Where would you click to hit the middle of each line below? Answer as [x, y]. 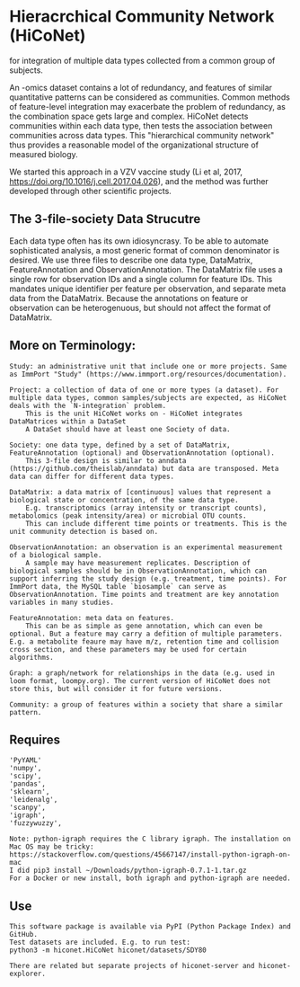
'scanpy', [28, 808]
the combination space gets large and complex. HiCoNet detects [129, 116]
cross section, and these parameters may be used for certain [128, 649]
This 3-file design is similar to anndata [106, 460]
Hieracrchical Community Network [142, 17]
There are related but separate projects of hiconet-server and [132, 966]
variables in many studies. [62, 602]
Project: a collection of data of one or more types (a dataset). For [144, 390]
